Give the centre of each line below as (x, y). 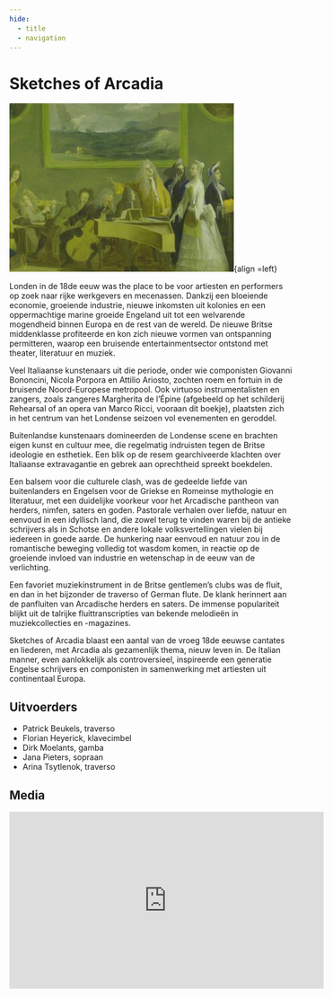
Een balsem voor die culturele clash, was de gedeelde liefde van (128, 481)
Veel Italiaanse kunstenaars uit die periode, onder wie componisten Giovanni (151, 371)
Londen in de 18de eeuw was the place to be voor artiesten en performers (146, 287)
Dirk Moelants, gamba (63, 748)
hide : (19, 19)
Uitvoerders (44, 707)
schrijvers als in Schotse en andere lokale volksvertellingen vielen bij (136, 529)
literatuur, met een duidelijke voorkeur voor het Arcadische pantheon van (145, 501)
